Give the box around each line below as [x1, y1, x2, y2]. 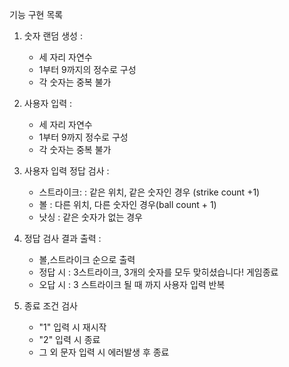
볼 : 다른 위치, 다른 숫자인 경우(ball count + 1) [38, 199, 217, 210]
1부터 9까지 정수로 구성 [38, 131, 129, 143]
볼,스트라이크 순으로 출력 [38, 254, 136, 265]
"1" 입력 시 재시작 [38, 321, 107, 333]
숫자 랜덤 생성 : [23, 30, 83, 42]
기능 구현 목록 [9, 9, 64, 20]
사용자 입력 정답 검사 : [23, 165, 110, 177]
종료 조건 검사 [23, 300, 78, 312]
